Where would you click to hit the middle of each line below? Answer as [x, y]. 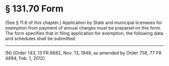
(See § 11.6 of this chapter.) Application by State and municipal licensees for [84, 22]
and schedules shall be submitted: [41, 38]
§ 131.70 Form [34, 9]
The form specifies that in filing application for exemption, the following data [84, 33]
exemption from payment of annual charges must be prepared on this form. [83, 27]
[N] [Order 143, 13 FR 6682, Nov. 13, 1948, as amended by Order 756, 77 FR [83, 52]
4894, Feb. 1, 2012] [25, 58]
